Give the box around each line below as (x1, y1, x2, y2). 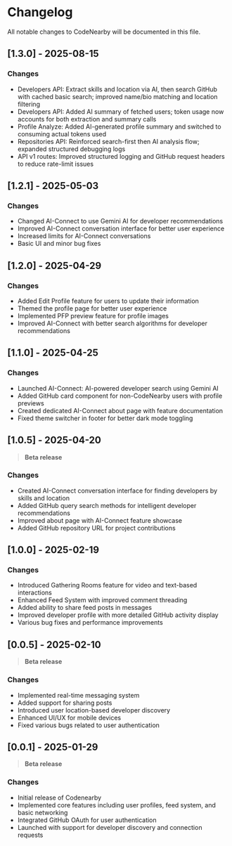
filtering (17, 100, 41, 108)
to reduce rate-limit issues (17, 160, 94, 168)
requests (17, 831, 44, 839)
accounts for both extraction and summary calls (17, 115, 157, 123)
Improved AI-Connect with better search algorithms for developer (17, 319, 207, 327)
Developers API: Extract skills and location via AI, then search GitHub (17, 85, 218, 93)
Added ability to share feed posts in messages (17, 604, 153, 612)
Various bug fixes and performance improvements (17, 618, 163, 627)
